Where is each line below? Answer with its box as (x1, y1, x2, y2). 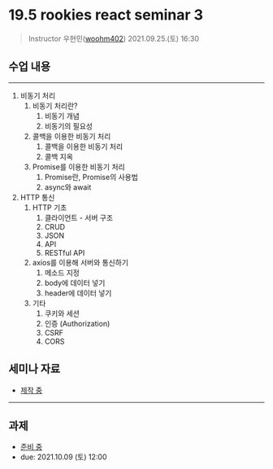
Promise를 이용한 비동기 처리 (32, 161, 125, 172)
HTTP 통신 (19, 192, 55, 202)
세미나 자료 (8, 362, 61, 376)
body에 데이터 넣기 (44, 278, 106, 287)
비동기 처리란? (32, 100, 78, 111)
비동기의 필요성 (44, 121, 93, 131)
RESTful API (44, 248, 85, 257)
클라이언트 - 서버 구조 (44, 213, 114, 222)
